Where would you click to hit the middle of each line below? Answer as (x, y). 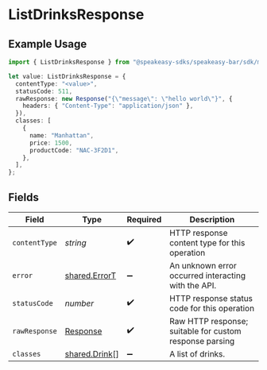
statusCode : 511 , (44, 91)
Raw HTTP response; (209, 321)
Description (212, 219)
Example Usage (48, 44)
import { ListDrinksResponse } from (69, 62)
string (76, 242)
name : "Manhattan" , (61, 135)
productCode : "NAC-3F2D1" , (74, 150)
